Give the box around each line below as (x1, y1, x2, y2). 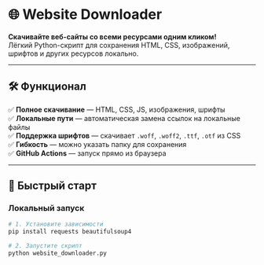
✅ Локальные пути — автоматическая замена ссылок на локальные (8, 113, 241, 123)
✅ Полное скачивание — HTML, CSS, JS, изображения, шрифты (8, 105, 225, 114)
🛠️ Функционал (8, 80, 86, 94)
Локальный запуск (8, 203, 85, 214)
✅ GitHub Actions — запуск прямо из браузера (8, 148, 167, 158)
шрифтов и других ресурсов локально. (8, 49, 139, 58)
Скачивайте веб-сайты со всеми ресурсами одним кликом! (8, 31, 217, 41)
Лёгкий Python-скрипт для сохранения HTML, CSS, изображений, (8, 40, 230, 50)
